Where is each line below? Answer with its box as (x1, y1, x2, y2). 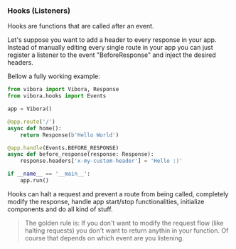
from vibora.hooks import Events (7, 92, 107, 100)
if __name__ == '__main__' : (7, 170, 91, 178)
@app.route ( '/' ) (7, 118, 55, 125)
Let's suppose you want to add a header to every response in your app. (7, 36, 217, 44)
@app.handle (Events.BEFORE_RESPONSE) (7, 144, 119, 152)
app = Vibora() (7, 105, 53, 112)
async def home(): (7, 124, 62, 132)
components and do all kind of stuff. (7, 205, 113, 213)
